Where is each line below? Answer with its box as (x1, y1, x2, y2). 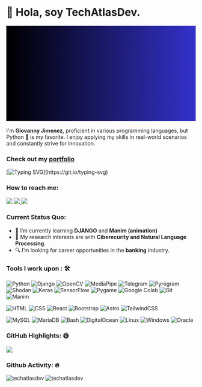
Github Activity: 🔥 (6, 360, 60, 369)
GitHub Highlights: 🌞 (6, 331, 69, 340)
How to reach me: (6, 184, 59, 192)
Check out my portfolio (6, 155, 75, 163)
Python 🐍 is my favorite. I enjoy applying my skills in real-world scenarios (6, 133, 188, 141)
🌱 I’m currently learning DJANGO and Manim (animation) (14, 226, 158, 234)
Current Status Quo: (6, 213, 67, 222)
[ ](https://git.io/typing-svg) (6, 168, 108, 176)
